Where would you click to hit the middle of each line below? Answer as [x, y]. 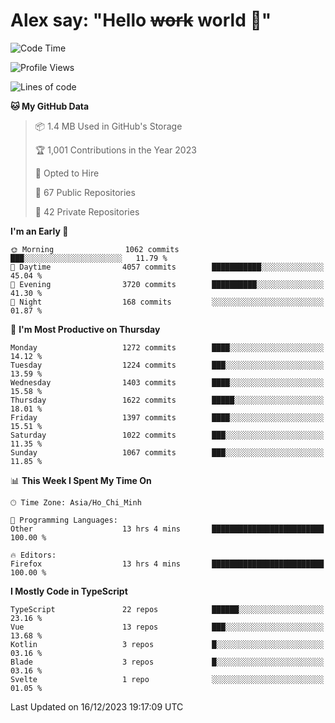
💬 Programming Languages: [64, 520]
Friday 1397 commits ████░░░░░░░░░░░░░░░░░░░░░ [167, 417]
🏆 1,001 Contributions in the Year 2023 [115, 150]
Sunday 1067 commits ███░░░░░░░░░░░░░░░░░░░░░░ [167, 452]
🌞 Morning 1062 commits [95, 249]
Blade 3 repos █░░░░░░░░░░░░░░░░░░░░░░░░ [167, 662]
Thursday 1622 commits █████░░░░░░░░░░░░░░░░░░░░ [167, 400]
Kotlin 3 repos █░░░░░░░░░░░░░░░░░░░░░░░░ [167, 644]
